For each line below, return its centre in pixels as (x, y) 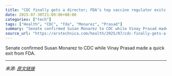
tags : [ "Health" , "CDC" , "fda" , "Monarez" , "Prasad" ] (64, 24)
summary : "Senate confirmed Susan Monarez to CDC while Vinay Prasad (81, 29)
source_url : (18, 33)
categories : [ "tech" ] (28, 19)
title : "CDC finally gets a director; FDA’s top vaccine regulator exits (86, 10)
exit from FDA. (20, 53)
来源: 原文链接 (20, 68)
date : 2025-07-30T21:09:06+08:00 (41, 15)
